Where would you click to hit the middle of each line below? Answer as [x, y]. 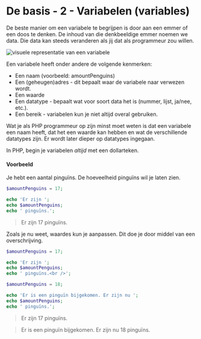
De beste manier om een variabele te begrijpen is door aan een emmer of [97, 28]
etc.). [21, 107]
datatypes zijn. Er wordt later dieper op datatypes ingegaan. [81, 138]
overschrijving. [25, 240]
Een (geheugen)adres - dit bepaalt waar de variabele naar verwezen [100, 82]
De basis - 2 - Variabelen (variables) [98, 11]
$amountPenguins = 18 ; [35, 285]
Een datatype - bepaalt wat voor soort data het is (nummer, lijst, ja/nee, [103, 101]
